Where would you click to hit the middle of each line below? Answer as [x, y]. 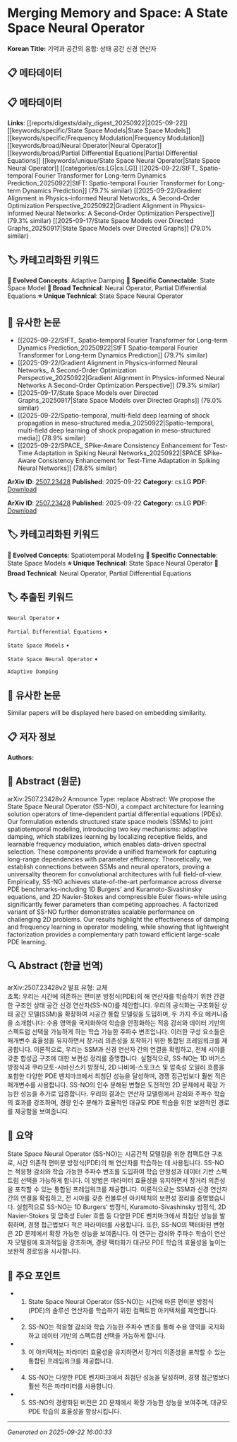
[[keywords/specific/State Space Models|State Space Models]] [99, 131]
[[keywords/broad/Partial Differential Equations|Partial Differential [102, 153]
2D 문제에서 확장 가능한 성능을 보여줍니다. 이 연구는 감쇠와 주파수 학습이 [114, 1234]
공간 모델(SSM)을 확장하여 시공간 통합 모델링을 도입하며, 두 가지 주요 [109, 1014]
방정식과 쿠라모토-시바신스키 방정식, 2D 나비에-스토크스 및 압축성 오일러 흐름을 [116, 1067]
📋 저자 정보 [32, 737]
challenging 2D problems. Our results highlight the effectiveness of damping [118, 919]
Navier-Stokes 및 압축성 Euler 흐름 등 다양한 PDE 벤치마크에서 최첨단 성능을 [113, 1216]
